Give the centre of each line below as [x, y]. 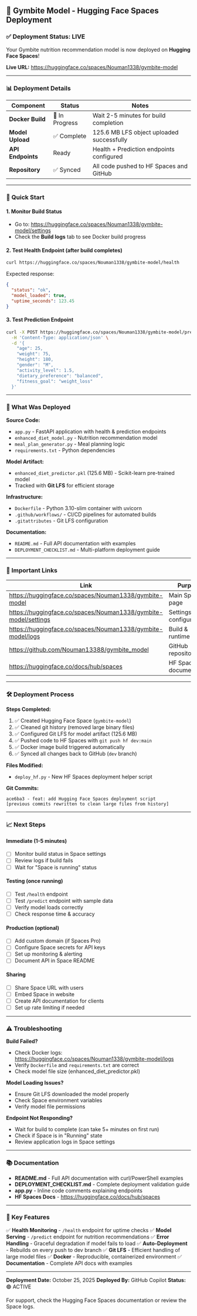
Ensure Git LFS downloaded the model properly [72, 1094]
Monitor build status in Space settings [60, 854]
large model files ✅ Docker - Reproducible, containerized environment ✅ [94, 1256]
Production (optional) [33, 927]
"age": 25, [30, 349]
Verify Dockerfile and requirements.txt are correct [77, 1065]
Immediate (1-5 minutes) [37, 841]
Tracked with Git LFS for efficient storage [64, 485]
